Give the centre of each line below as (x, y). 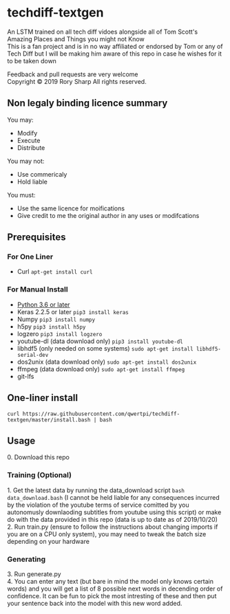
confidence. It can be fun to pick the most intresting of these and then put (112, 595)
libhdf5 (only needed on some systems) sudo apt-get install (105, 348)
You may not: (26, 161)
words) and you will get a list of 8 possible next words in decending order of (115, 589)
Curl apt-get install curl (55, 272)
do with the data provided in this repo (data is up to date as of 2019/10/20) (113, 519)
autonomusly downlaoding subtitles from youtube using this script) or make (114, 512)
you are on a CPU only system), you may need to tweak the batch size (107, 534)
